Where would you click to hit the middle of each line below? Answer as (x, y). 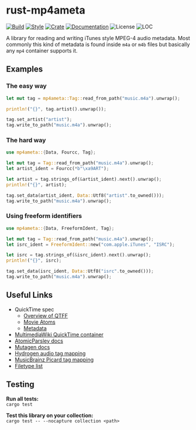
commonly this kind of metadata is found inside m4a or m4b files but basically (98, 44)
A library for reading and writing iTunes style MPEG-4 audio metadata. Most (98, 38)
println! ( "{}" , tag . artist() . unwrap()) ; (57, 109)
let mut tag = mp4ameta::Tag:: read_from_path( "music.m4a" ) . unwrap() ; (93, 98)
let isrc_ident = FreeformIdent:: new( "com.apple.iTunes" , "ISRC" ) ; (91, 245)
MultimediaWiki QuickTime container (59, 334)
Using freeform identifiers (44, 216)
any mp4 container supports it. (42, 50)
